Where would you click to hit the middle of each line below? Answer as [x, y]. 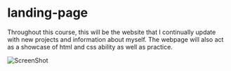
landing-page [48, 13]
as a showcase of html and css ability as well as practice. [90, 47]
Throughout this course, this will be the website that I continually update [112, 32]
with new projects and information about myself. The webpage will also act [115, 39]
